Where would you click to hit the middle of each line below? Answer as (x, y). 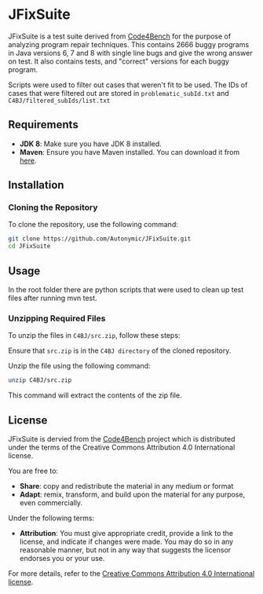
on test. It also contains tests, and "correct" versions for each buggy (119, 61)
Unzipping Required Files (57, 318)
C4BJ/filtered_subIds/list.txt (59, 101)
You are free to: (33, 471)
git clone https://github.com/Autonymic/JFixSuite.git (100, 239)
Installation (36, 185)
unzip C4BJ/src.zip (40, 380)
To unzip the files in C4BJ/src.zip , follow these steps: (94, 335)
